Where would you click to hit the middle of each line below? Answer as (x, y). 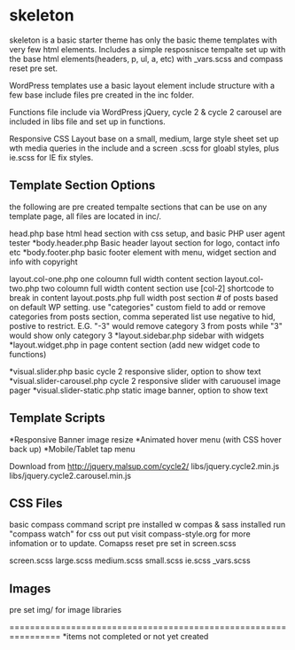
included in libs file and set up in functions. (87, 121)
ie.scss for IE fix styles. (51, 157)
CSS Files (36, 503)
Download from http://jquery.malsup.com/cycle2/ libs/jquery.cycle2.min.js (144, 466)
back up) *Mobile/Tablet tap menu (72, 449)
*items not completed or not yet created (136, 637)
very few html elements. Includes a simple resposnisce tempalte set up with (147, 49)
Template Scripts (58, 418)
